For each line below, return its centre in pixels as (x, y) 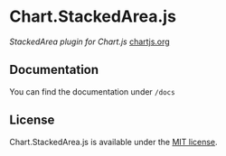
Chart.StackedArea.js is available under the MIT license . (114, 142)
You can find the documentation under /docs (92, 91)
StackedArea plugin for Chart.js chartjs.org (89, 41)
